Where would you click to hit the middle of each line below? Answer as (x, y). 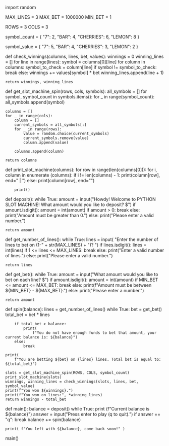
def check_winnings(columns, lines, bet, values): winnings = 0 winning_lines (84, 56)
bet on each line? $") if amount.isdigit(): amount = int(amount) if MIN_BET (82, 280)
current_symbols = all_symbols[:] (50, 125)
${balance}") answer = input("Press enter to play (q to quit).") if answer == (83, 414)
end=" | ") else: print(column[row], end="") (50, 180)
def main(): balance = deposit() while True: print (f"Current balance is (77, 409)
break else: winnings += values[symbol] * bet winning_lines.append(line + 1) (84, 73)
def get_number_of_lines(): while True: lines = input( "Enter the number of (82, 239)
